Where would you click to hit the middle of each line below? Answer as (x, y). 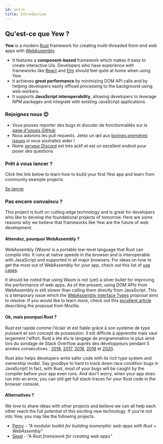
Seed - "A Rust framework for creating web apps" (62, 436)
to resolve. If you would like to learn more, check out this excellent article (78, 301)
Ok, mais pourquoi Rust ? (31, 317)
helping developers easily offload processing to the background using (82, 86)
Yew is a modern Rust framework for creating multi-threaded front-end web (81, 46)
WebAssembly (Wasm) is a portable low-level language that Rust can (74, 250)
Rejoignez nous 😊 (27, 114)
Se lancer (15, 189)
